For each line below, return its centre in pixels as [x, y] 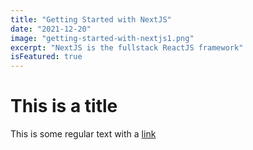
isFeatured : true [46, 57]
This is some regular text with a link [83, 134]
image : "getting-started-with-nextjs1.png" [102, 38]
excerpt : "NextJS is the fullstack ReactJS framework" [127, 47]
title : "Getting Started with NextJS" [91, 19]
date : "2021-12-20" [51, 29]
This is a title [64, 106]
